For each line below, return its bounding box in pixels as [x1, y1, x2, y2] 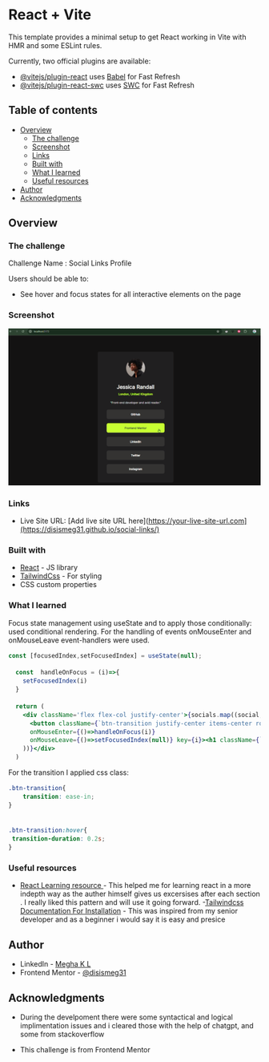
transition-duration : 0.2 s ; [11, 835, 106, 843]
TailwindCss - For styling [19, 571, 102, 581]
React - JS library [19, 563, 78, 573]
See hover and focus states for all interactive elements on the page [19, 290, 242, 299]
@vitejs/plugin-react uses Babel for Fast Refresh [19, 71, 181, 81]
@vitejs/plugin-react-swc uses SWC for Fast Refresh [19, 80, 195, 90]
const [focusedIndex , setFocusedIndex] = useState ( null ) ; [8, 651, 203, 659]
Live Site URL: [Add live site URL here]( [19, 516, 149, 526]
